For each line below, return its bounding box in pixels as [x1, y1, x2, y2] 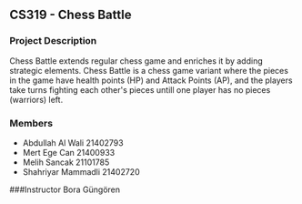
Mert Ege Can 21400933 [22, 147, 116, 158]
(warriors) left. [9, 94, 64, 105]
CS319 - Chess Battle [9, 7, 132, 23]
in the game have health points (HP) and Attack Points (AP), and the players [9, 75, 293, 86]
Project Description [9, 35, 97, 47]
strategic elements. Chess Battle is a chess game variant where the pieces [9, 65, 289, 76]
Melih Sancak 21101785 [22, 157, 110, 168]
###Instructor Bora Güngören [9, 184, 121, 195]
